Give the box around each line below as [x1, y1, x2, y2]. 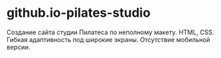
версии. [6, 43, 31, 51]
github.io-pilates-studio [6, 5, 151, 21]
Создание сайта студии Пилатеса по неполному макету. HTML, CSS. [6, 28, 215, 36]
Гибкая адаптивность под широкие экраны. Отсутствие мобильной [6, 35, 210, 43]
